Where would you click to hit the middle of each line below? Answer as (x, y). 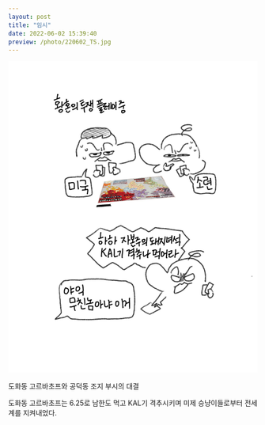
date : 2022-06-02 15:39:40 (53, 33)
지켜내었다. (40, 412)
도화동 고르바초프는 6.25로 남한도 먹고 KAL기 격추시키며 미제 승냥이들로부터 (125, 403)
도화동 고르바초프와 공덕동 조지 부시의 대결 (74, 386)
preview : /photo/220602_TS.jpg (60, 42)
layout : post (30, 17)
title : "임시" (30, 25)
